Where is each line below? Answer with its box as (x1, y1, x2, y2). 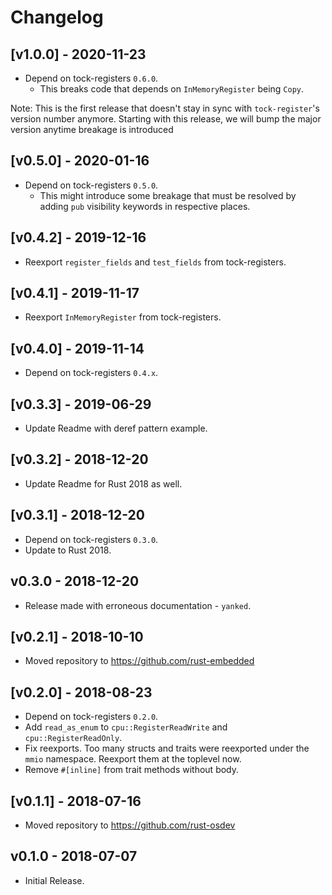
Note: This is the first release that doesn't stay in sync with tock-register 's (10, 102, 320, 114)
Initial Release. (24, 874, 85, 886)
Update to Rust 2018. (24, 544, 112, 556)
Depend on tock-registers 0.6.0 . (24, 72, 159, 84)
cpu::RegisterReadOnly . (24, 732, 123, 744)
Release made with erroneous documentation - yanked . (24, 599, 252, 611)
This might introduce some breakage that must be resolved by (39, 189, 297, 201)
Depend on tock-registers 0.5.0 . (24, 179, 159, 191)
